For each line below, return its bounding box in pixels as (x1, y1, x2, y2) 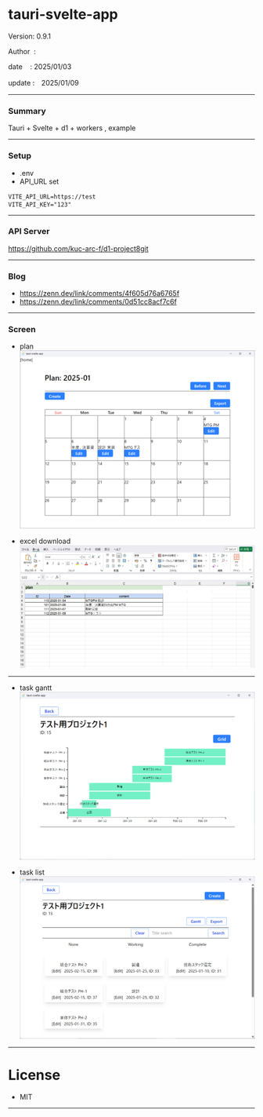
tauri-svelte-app (8, 5, 119, 24)
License (8, 1066, 61, 1084)
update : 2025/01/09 (8, 78, 80, 87)
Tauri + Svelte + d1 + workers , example (8, 123, 136, 133)
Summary (8, 105, 47, 116)
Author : (8, 46, 37, 56)
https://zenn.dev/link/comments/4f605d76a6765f (19, 289, 180, 298)
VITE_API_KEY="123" (8, 200, 72, 209)
